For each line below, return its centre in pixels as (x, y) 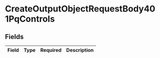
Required (51, 50)
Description (80, 50)
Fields (15, 37)
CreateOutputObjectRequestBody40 (80, 9)
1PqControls (30, 19)
